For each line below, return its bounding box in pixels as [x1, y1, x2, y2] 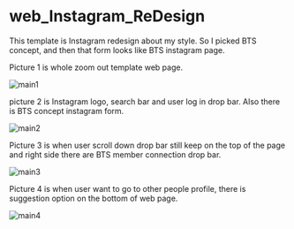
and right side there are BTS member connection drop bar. [9, 149, 222, 160]
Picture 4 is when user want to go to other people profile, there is [9, 183, 246, 194]
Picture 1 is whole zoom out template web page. [9, 62, 184, 73]
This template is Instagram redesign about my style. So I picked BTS [9, 35, 257, 46]
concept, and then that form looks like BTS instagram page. [9, 44, 225, 55]
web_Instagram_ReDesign [9, 6, 206, 27]
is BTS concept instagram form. [9, 105, 124, 116]
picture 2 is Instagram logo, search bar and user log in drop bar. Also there [9, 95, 281, 107]
